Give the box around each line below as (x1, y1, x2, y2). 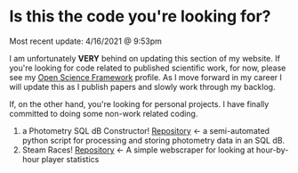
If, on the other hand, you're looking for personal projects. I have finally (9, 98, 270, 109)
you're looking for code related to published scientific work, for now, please (9, 62, 286, 73)
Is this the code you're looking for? (9, 6, 271, 27)
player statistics (41, 153, 100, 164)
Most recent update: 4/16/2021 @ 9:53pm (9, 36, 162, 46)
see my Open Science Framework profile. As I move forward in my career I (9, 71, 283, 82)
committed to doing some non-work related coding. (9, 108, 198, 119)
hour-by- (255, 144, 289, 155)
